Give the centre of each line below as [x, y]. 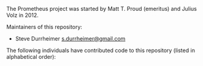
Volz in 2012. [22, 15]
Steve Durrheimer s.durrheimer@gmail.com [70, 38]
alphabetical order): [31, 57]
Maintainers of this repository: [44, 27]
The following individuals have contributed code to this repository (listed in [101, 50]
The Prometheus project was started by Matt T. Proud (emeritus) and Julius [102, 9]
